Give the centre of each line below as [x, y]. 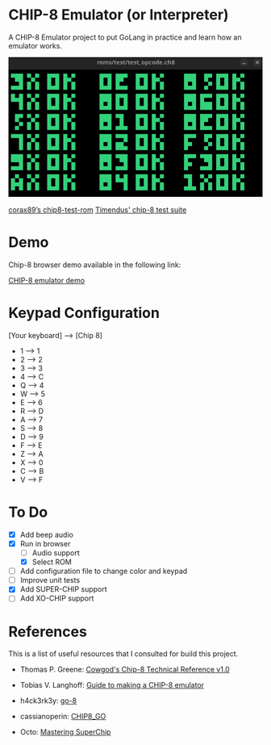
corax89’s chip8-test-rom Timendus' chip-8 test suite [98, 210]
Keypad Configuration [84, 313]
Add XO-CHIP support [57, 598]
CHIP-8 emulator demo [47, 281]
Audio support [56, 553]
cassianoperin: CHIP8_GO [63, 717]
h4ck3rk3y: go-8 [48, 701]
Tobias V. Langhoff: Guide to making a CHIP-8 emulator [112, 685]
